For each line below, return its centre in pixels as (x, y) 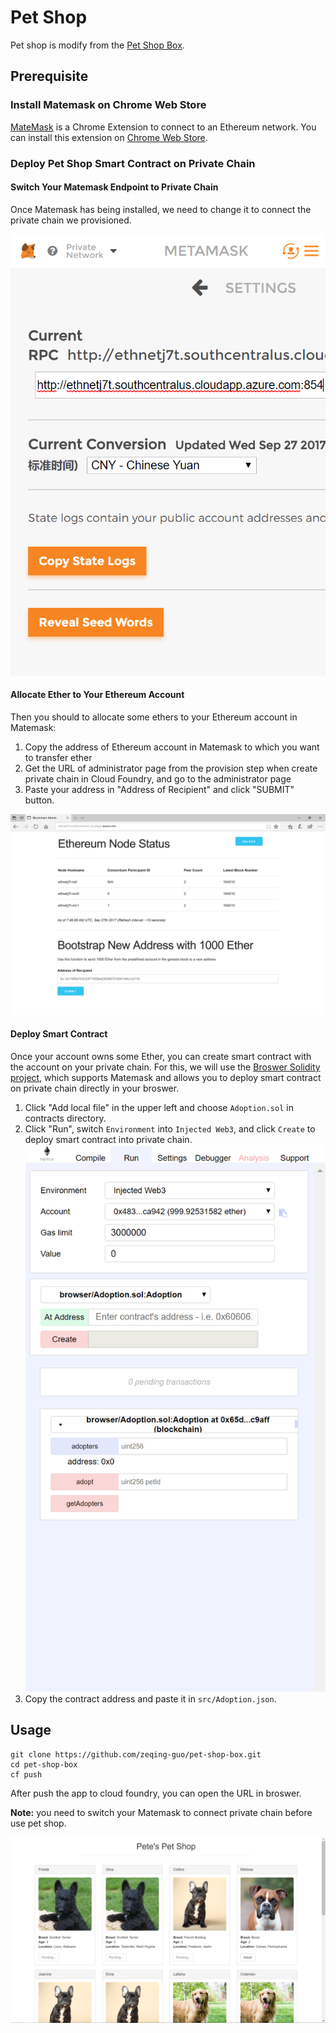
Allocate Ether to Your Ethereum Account (97, 695)
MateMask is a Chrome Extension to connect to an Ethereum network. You (163, 127)
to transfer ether (58, 757)
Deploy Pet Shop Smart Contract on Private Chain (133, 163)
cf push (26, 1774)
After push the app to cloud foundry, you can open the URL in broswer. (156, 1793)
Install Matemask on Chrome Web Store (108, 105)
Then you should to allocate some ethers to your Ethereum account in (154, 717)
